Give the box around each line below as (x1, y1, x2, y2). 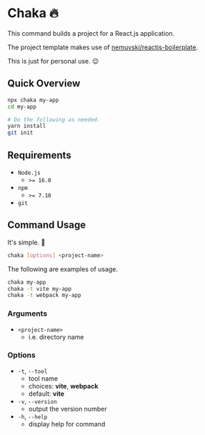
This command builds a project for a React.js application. (7, 29, 175, 37)
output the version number (28, 404, 107, 413)
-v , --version (17, 396, 57, 405)
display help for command (28, 419, 106, 428)
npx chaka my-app (7, 96, 59, 104)
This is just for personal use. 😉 (7, 56, 99, 65)
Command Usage (7, 219, 86, 231)
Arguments (7, 309, 48, 319)
